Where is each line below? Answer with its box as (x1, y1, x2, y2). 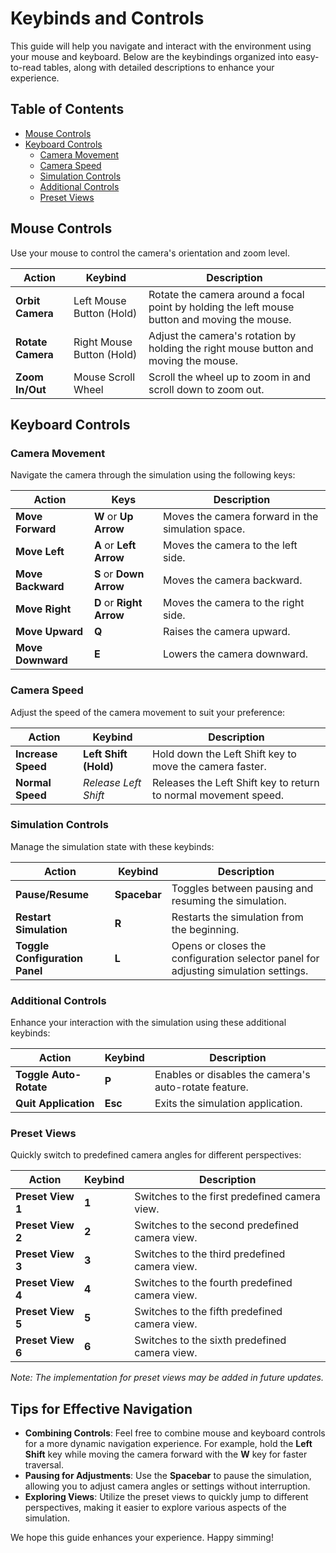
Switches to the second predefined (134, 1218, 300, 1232)
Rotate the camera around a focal (148, 287, 305, 301)
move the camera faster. (152, 759, 267, 773)
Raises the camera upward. (162, 625, 291, 639)
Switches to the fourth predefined (134, 1276, 293, 1290)
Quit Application (15, 1097, 95, 1111)
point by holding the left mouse (148, 300, 295, 314)
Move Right (15, 602, 72, 616)
